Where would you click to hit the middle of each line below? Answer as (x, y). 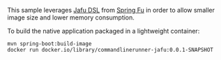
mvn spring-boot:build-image (49, 44)
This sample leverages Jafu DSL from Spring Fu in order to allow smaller (111, 10)
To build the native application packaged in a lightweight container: (104, 31)
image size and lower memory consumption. (71, 17)
